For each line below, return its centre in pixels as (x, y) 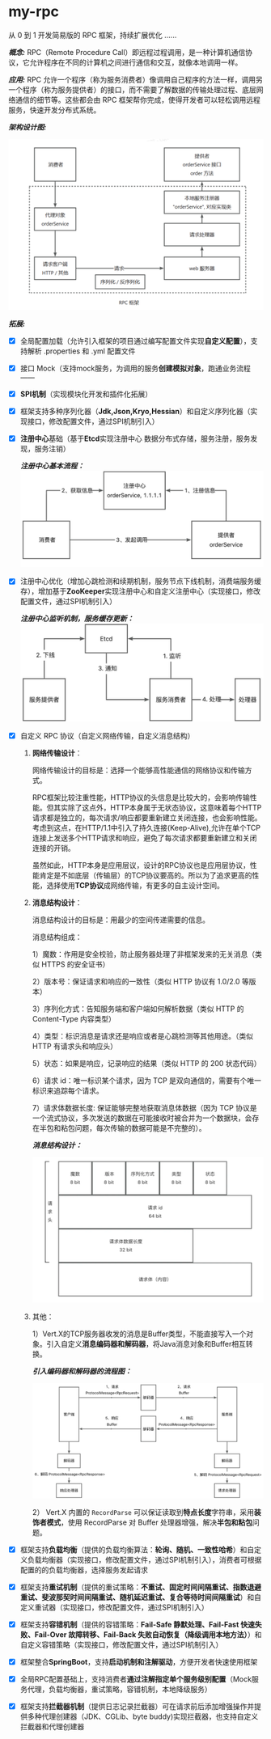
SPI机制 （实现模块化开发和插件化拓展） (86, 394)
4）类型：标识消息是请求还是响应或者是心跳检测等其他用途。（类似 (142, 1036)
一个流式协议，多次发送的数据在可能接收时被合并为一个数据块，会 (142, 1118)
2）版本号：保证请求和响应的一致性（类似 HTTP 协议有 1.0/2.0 (136, 982)
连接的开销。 (53, 848)
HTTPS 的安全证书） (76, 964)
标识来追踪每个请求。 (68, 1091)
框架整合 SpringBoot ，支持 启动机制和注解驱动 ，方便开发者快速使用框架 (139, 1661)
